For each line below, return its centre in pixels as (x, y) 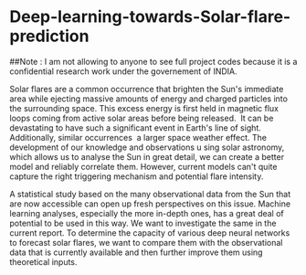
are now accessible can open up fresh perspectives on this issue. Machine (150, 204)
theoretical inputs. (43, 261)
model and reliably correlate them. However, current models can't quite (143, 166)
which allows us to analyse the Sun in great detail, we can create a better (147, 156)
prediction (49, 36)
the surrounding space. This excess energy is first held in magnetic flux (144, 108)
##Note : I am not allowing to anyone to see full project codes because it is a (153, 61)
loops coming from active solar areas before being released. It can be (142, 118)
